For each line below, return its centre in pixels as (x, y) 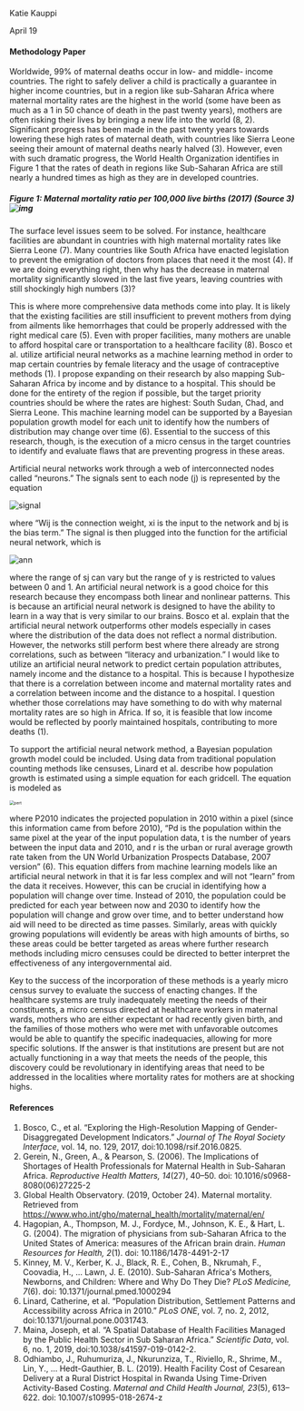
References (32, 1107)
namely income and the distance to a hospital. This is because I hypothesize (152, 674)
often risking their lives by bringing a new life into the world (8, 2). (132, 120)
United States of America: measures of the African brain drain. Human (154, 1243)
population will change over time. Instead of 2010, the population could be (148, 896)
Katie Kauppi (33, 13)
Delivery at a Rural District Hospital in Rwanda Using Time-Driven (145, 1378)
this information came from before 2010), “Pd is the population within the (145, 828)
